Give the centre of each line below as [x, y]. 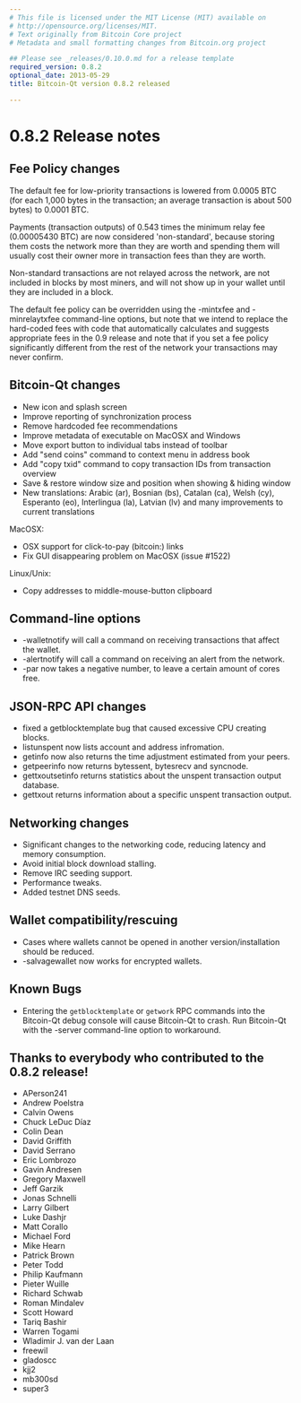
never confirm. [37, 357]
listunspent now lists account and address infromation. [123, 747]
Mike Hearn [43, 1246]
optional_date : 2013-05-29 [60, 76]
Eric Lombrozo [49, 1160]
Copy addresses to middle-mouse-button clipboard [117, 590]
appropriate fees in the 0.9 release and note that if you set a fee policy [139, 338]
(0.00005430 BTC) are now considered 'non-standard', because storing [142, 236]
